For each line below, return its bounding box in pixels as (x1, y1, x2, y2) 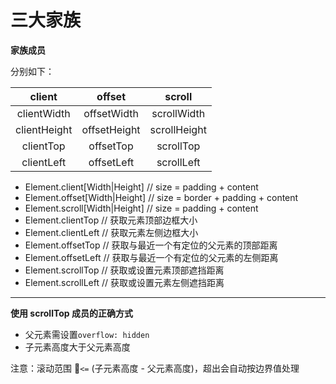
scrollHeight (149, 122, 207, 136)
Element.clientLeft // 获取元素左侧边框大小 (24, 226, 199, 238)
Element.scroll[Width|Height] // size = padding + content (24, 202, 259, 214)
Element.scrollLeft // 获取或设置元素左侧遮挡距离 (24, 276, 225, 288)
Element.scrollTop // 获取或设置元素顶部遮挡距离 (24, 264, 225, 276)
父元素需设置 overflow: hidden (24, 328, 150, 340)
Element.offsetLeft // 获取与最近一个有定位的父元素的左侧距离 (24, 251, 279, 263)
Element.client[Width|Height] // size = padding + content (24, 181, 259, 193)
